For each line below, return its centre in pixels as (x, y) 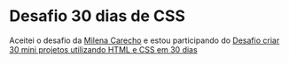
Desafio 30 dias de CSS (98, 16)
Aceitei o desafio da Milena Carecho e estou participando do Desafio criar (144, 40)
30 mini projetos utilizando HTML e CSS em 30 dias (103, 49)
